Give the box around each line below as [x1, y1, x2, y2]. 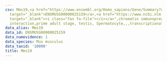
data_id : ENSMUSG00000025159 [5, 30, 66, 35]
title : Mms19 [5, 48, 32, 53]
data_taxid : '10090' [5, 44, 48, 49]
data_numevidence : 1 [5, 35, 48, 40]
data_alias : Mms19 [5, 26, 43, 30]
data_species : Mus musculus [5, 39, 64, 44]
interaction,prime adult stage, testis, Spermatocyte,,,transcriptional [9, 21, 164, 26]
